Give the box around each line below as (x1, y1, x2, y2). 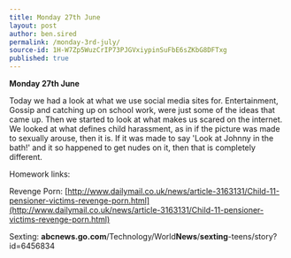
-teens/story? (227, 231, 278, 241)
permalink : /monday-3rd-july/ (9, 37, 121, 47)
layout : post (9, 21, 57, 30)
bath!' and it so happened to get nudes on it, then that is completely (9, 142, 257, 153)
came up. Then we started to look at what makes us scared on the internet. (9, 114, 283, 125)
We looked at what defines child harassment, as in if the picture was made (9, 124, 280, 133)
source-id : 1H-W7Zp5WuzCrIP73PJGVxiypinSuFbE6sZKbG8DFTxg (9, 46, 227, 55)
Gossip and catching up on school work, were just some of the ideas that (9, 105, 276, 115)
